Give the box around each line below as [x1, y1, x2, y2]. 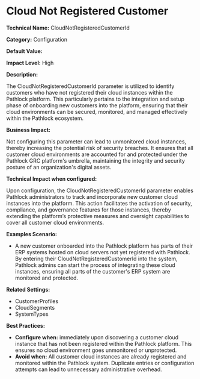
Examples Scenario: [6, 230, 58, 237]
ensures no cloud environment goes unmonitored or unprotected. [14, 346, 177, 354]
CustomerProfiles [14, 297, 59, 305]
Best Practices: [6, 322, 45, 329]
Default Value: [6, 47, 43, 55]
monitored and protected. [14, 274, 79, 281]
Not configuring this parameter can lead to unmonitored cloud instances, [6, 137, 187, 145]
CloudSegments [14, 304, 55, 311]
